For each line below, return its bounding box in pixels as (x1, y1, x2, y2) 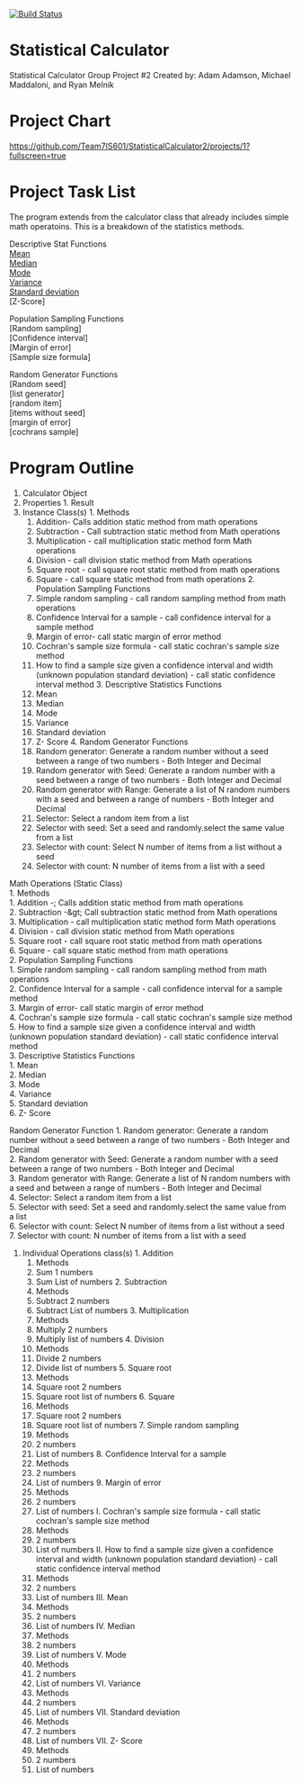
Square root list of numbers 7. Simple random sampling (35, 1419, 240, 1430)
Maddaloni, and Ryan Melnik (9, 79, 114, 90)
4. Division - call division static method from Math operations (9, 925, 235, 936)
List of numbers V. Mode (35, 1649, 128, 1660)
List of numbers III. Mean (35, 1591, 128, 1602)
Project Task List (9, 182, 137, 202)
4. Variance (9, 1088, 52, 1099)
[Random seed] (9, 378, 66, 389)
